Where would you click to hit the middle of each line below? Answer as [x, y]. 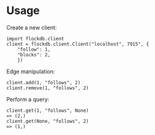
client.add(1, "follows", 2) [43, 82]
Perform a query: [28, 99]
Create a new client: [32, 27]
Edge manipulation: [31, 71]
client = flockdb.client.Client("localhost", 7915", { [78, 44]
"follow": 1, [34, 49]
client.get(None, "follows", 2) [47, 121]
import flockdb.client [35, 38]
